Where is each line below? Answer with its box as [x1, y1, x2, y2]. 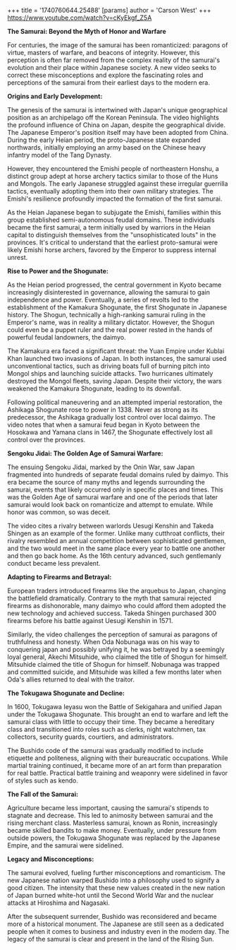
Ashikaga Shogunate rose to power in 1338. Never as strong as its [7, 405, 199, 414]
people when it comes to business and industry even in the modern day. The [7, 927, 230, 935]
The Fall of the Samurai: [7, 790, 79, 798]
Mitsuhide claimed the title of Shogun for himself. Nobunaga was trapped [7, 660, 220, 668]
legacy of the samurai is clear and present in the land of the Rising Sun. [7, 935, 215, 943]
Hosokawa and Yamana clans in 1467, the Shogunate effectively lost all [7, 428, 213, 437]
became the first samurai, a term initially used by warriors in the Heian [7, 223, 211, 232]
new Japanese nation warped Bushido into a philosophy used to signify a [7, 876, 220, 884]
